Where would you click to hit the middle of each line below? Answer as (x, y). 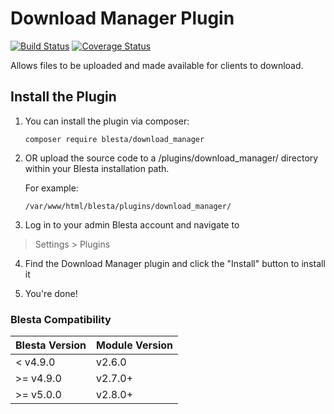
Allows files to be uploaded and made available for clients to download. (157, 65)
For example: (51, 188)
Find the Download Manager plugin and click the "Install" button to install (175, 263)
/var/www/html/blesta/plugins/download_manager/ (128, 206)
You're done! (51, 293)
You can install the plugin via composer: (107, 121)
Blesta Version (51, 345)
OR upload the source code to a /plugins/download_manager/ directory (171, 158)
